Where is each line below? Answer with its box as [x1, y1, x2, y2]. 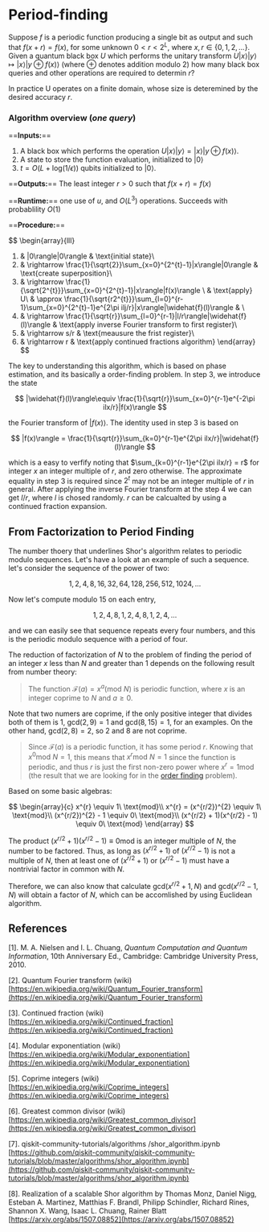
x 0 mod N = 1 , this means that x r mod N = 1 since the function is [27, 750, 236, 762]
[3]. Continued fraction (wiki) [8, 1008, 104, 1018]
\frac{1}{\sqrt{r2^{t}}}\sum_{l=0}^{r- [63, 294, 184, 304]
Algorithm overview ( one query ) [8, 112, 137, 123]
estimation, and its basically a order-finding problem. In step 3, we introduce [8, 369, 261, 379]
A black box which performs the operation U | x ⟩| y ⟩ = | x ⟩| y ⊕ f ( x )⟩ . [19, 146, 239, 155]
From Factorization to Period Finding [8, 525, 194, 539]
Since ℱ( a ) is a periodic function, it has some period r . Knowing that [27, 742, 254, 751]
